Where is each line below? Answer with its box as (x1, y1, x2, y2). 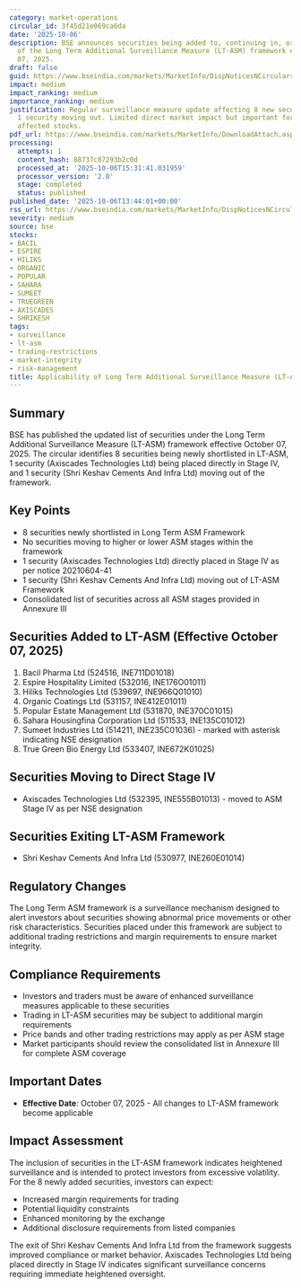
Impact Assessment (9, 1134, 124, 1149)
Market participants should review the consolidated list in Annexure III (21, 1038, 280, 1049)
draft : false (9, 64, 58, 73)
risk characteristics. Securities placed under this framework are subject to (9, 922, 282, 932)
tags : (9, 322, 30, 331)
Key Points (9, 503, 71, 518)
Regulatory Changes (9, 878, 127, 894)
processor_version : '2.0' (17, 172, 115, 181)
